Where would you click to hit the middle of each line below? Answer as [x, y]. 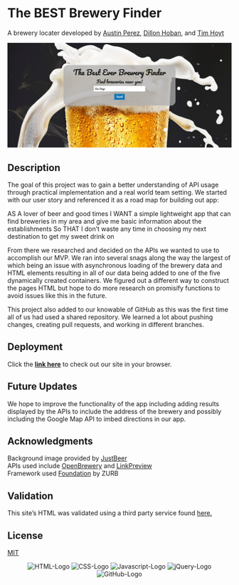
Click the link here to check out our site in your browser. [90, 364]
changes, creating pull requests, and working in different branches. [106, 325]
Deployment [35, 347]
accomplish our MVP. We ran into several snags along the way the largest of [119, 258]
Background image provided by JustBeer [68, 458]
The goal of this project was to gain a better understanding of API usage [113, 185]
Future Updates [42, 387]
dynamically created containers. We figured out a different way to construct [118, 281]
